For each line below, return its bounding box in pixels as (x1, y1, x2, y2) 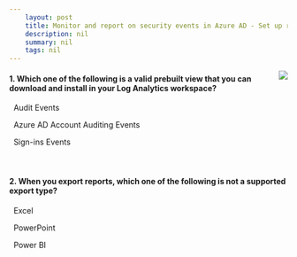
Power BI (12, 239, 47, 250)
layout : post (25, 12, 73, 22)
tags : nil (25, 46, 62, 55)
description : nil (25, 29, 89, 38)
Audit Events (12, 103, 60, 113)
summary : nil (25, 37, 73, 47)
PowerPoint (12, 222, 56, 233)
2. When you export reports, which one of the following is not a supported (9, 175, 286, 186)
